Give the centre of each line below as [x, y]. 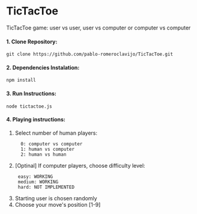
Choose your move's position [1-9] [58, 204]
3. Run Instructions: [32, 93]
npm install [21, 80]
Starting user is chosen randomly [56, 198]
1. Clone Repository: [32, 41]
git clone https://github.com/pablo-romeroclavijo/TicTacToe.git [89, 54]
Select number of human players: [56, 133]
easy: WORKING [35, 176]
